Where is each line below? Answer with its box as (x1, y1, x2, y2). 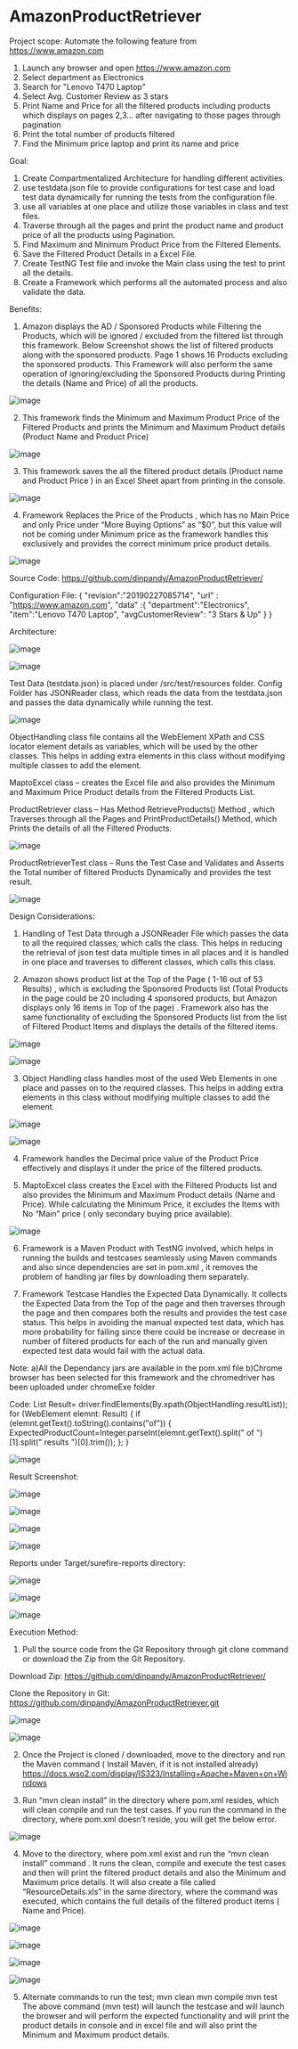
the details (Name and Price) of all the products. (21, 377, 198, 389)
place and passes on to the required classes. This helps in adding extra (21, 1082, 284, 1093)
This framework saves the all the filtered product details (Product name (21, 465, 284, 476)
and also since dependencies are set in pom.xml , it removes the (21, 1261, 258, 1272)
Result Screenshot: (9, 1471, 79, 1481)
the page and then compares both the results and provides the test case (21, 1307, 287, 1318)
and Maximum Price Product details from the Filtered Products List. (9, 786, 255, 797)
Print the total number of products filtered (21, 128, 175, 139)
